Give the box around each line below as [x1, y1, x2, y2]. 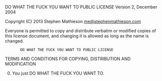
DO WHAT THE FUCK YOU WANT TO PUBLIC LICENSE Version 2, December [5, 4, 158, 10]
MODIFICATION [5, 61, 36, 67]
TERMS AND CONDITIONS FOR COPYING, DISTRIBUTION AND [5, 56, 131, 62]
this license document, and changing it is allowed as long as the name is [5, 33, 149, 39]
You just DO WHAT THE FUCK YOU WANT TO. [12, 70, 104, 76]
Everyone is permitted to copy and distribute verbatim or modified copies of [5, 28, 156, 33]
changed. [5, 38, 24, 44]
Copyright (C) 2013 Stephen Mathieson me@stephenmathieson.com [5, 19, 141, 24]
